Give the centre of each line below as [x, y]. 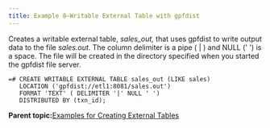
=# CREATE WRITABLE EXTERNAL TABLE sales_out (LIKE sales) [110, 79]
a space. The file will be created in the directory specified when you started [134, 56]
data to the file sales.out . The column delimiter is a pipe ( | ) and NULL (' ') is [135, 47]
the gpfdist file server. [45, 64]
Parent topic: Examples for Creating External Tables [94, 115]
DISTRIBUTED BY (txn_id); [62, 100]
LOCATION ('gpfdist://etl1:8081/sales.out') [95, 86]
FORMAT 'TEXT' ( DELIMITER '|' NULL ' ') [89, 93]
